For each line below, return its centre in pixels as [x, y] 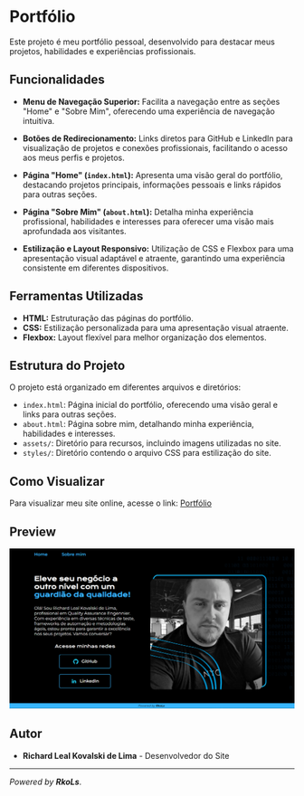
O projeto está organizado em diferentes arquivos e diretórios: [125, 387]
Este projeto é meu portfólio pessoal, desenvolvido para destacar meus [142, 42]
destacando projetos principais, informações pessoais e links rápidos [152, 185]
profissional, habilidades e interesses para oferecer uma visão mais [148, 221]
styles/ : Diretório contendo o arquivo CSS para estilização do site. [147, 453]
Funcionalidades [57, 80]
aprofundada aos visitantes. [74, 231]
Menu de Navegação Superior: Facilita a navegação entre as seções [151, 101]
